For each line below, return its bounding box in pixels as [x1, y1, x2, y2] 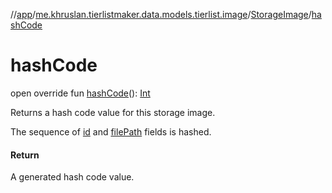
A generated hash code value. [10, 171, 135, 183]
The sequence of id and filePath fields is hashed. [10, 125, 212, 138]
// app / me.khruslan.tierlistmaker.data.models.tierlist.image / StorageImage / [10, 9, 312, 20]
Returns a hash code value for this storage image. [10, 106, 216, 118]
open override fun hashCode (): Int [10, 87, 151, 99]
